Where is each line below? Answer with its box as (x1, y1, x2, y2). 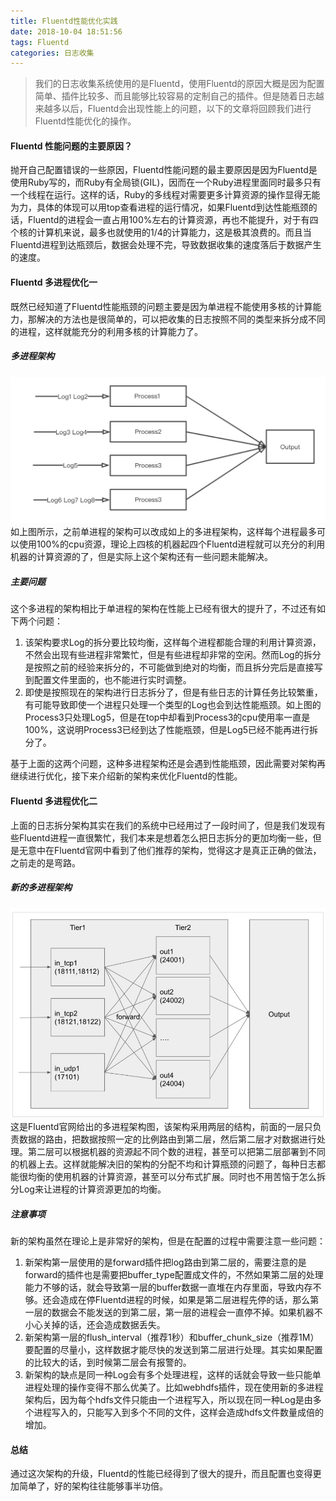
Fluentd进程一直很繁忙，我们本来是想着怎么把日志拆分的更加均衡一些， (18, 831, 313, 844)
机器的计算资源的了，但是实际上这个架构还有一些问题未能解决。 (10, 551, 273, 563)
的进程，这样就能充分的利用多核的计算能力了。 (10, 325, 203, 337)
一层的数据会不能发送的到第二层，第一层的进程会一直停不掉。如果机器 (24, 1306, 315, 1319)
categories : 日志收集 (10, 48, 95, 58)
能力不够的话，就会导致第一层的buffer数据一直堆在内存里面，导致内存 (24, 1281, 313, 1294)
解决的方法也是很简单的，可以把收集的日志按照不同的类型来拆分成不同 (36, 313, 326, 325)
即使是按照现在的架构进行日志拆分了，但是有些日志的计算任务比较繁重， (24, 686, 323, 699)
